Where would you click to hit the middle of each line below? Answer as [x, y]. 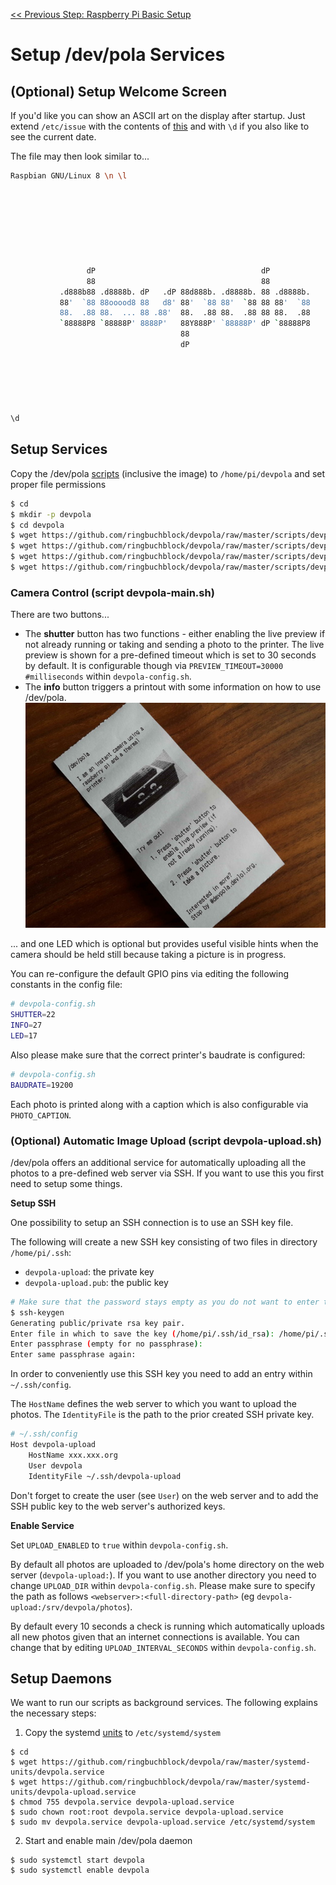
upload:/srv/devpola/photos [69, 1607]
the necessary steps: [53, 1713]
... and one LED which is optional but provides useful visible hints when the [164, 944]
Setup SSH [33, 1203]
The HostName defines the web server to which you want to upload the [153, 1404]
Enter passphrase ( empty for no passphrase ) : [106, 1344]
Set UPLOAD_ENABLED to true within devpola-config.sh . [119, 1545]
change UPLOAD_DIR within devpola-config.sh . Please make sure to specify [163, 1585]
